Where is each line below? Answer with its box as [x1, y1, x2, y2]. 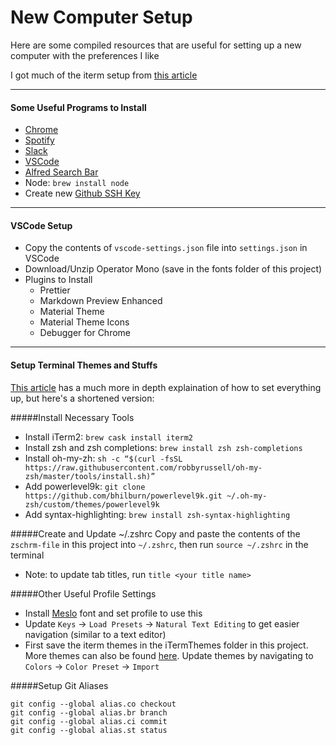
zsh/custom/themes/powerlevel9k [24, 499, 160, 510]
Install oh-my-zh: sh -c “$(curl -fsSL [24, 452, 183, 464]
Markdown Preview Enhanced [39, 295, 163, 307]
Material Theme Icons [39, 316, 130, 328]
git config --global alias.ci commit [10, 716, 168, 726]
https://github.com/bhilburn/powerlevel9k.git [24, 491, 223, 501]
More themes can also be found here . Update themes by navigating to [24, 649, 314, 661]
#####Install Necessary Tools [10, 411, 135, 423]
